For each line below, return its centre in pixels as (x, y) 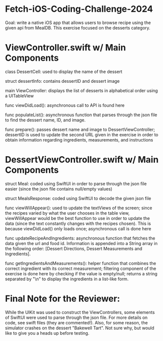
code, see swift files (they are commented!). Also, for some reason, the (76, 322)
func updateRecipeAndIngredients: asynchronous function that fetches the (80, 238)
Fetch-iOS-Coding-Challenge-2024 (79, 9)
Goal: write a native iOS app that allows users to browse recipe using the (78, 23)
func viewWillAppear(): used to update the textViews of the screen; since (79, 208)
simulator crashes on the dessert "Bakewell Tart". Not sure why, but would (80, 328)
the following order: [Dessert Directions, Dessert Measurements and (74, 248)
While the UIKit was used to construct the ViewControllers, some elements (80, 312)
